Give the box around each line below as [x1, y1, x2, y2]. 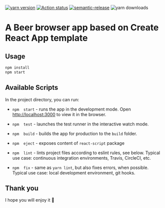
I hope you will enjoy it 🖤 [5, 197, 55, 203]
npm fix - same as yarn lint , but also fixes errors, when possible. [12, 165, 149, 170]
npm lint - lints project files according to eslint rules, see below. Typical [12, 150, 160, 156]
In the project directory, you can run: [5, 96, 79, 102]
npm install [5, 65, 30, 70]
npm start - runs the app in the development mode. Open [12, 106, 132, 112]
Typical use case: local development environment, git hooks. [12, 169, 135, 175]
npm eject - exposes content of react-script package [12, 140, 125, 146]
